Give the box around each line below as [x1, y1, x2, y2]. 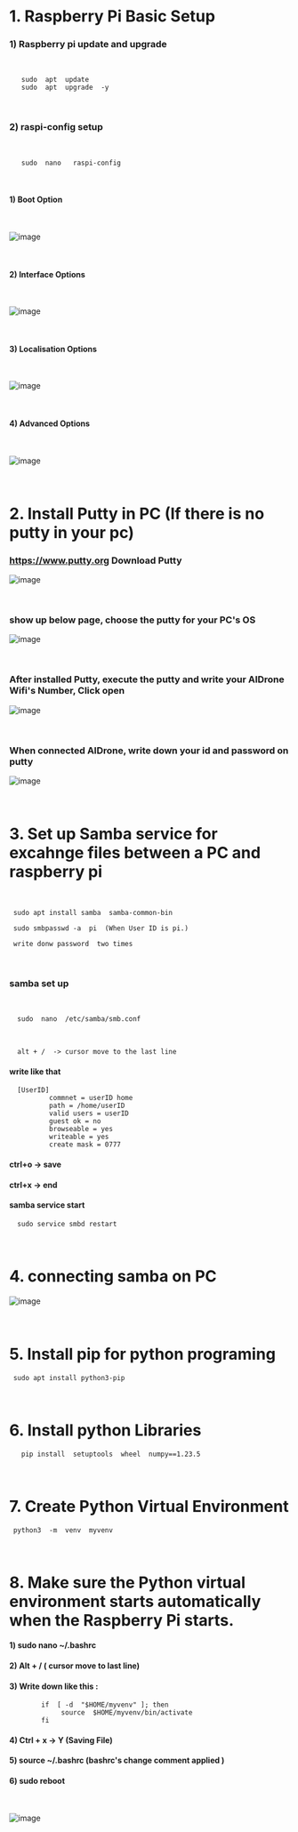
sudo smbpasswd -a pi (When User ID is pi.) [12, 923, 189, 933]
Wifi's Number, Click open [9, 685, 125, 697]
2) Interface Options [9, 269, 86, 279]
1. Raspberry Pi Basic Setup [9, 6, 216, 27]
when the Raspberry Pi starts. [9, 1610, 234, 1630]
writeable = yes [48, 1132, 109, 1142]
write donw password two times [12, 939, 133, 948]
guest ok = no [48, 1117, 101, 1126]
